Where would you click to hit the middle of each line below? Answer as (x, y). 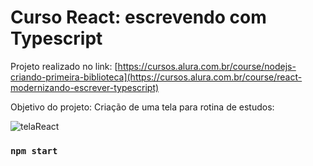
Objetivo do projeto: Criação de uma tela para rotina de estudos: (142, 107)
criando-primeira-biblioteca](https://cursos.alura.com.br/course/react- (156, 77)
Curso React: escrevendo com (138, 17)
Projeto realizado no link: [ (64, 66)
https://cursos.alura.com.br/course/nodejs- (207, 66)
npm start (34, 150)
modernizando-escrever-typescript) (85, 87)
